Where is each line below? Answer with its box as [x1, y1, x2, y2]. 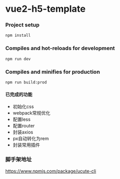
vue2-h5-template [5, 3, 86, 15]
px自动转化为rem [12, 136, 49, 142]
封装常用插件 [12, 142, 40, 148]
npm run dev [5, 56, 31, 61]
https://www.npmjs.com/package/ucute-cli [5, 168, 96, 174]
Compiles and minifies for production [5, 68, 100, 75]
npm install [5, 33, 31, 38]
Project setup [5, 21, 39, 29]
